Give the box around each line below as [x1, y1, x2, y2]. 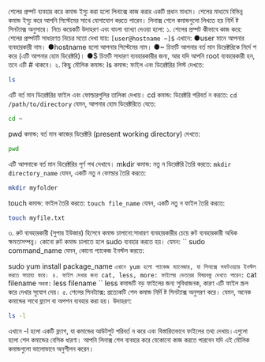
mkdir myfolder [8, 183, 58, 192]
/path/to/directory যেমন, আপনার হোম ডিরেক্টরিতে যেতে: [8, 99, 156, 108]
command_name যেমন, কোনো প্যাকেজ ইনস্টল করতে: [8, 246, 144, 255]
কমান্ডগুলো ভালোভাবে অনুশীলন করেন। [8, 344, 95, 354]
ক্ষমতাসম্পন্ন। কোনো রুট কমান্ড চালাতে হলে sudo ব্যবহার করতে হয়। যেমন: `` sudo [8, 237, 205, 247]
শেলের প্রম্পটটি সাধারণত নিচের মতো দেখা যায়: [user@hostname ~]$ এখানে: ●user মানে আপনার [8, 33, 244, 43]
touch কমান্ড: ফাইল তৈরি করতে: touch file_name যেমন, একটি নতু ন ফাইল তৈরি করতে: [8, 198, 226, 208]
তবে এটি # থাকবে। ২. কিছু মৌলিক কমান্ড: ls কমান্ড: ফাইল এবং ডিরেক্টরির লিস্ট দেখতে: [8, 60, 204, 70]
